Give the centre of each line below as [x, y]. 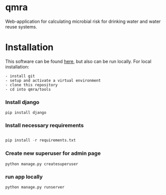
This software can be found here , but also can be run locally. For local [78, 61]
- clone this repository [31, 85]
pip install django [26, 113]
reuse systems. [21, 26]
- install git [20, 76]
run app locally [24, 177]
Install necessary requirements [44, 125]
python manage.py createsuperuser [42, 164]
